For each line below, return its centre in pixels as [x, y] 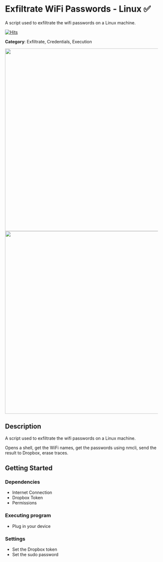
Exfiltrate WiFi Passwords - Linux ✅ [78, 9]
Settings [15, 539]
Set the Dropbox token [34, 549]
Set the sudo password [35, 555]
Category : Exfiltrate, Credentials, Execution [49, 41]
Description [23, 426]
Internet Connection [32, 492]
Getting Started [29, 468]
